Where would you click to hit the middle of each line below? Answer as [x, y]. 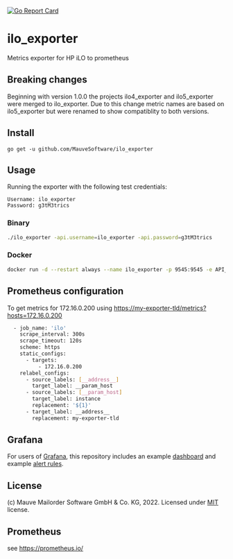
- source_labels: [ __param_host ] [74, 393]
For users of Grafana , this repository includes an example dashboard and [112, 456]
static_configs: [43, 354]
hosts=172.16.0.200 [35, 315]
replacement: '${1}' [62, 406]
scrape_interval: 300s [52, 334]
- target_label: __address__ [68, 412]
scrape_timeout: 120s [51, 341]
